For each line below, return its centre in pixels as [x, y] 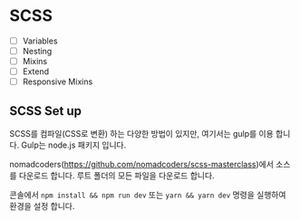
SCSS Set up [45, 111]
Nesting [37, 51]
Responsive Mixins [58, 81]
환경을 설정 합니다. [42, 206]
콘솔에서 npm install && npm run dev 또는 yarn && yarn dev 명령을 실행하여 [148, 195]
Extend [36, 72]
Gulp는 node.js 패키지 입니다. [74, 145]
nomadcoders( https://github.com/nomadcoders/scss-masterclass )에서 [142, 165]
